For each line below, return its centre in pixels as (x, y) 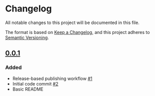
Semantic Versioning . (27, 37)
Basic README (28, 89)
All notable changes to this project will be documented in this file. (72, 22)
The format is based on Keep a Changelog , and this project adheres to (77, 32)
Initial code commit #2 (35, 83)
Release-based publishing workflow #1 (52, 78)
